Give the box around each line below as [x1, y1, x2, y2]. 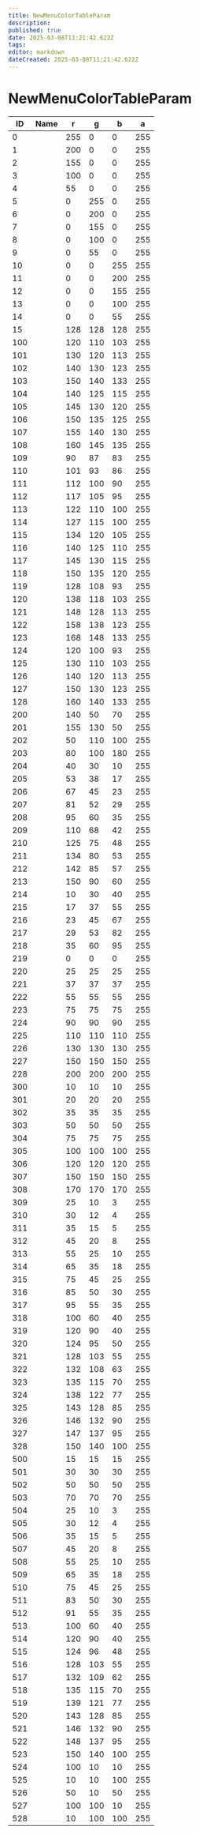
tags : [8, 41, 26, 49]
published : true [8, 26, 61, 34]
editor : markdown [8, 48, 65, 56]
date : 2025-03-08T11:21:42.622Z [8, 33, 114, 42]
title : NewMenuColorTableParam [8, 11, 111, 20]
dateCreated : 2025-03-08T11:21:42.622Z [8, 56, 139, 64]
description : [8, 19, 51, 27]
